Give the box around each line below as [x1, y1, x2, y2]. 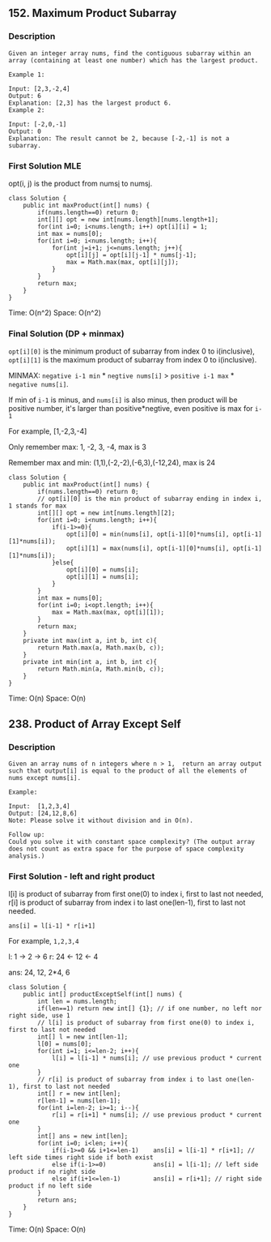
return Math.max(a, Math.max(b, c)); [37, 644, 164, 652]
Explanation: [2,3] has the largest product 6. [8, 99, 172, 107]
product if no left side [8, 1182, 92, 1190]
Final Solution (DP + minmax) [8, 328, 125, 339]
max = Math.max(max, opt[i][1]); [51, 608, 164, 617]
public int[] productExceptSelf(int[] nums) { [23, 991, 183, 999]
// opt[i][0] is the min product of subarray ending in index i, [37, 495, 263, 503]
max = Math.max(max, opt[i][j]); [66, 258, 180, 266]
